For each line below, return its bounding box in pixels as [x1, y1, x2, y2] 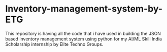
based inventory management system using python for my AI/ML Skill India [5, 36, 162, 42]
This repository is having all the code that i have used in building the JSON [5, 30, 161, 36]
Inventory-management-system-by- [5, 3, 162, 15]
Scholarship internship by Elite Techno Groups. [5, 41, 104, 47]
